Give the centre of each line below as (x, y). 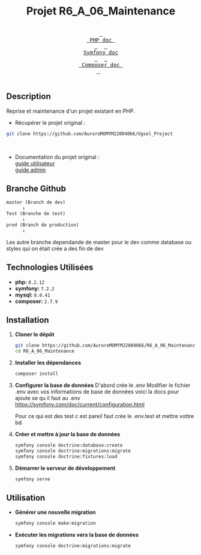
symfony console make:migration (55, 523)
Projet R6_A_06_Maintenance (101, 11)
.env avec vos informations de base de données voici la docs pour (97, 391)
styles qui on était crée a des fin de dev (55, 248)
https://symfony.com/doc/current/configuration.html (80, 404)
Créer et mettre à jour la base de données (67, 434)
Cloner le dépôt (34, 334)
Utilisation (26, 497)
